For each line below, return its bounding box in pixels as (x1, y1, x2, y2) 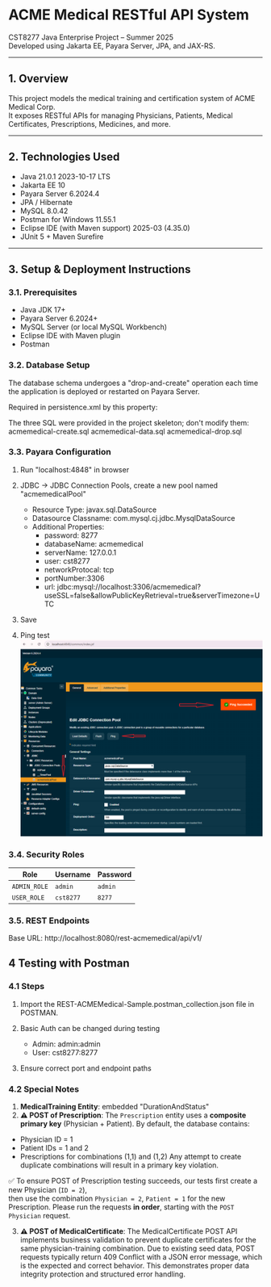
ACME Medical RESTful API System (8, 6, 250, 24)
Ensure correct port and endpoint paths (19, 1063, 152, 1073)
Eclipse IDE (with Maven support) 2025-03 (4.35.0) (19, 223, 191, 233)
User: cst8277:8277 (31, 1047, 98, 1057)
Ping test (19, 630, 50, 639)
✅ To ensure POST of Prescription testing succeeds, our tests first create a (8, 1176, 258, 1186)
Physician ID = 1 (19, 1134, 73, 1144)
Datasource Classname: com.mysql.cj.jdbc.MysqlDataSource (31, 513, 236, 522)
